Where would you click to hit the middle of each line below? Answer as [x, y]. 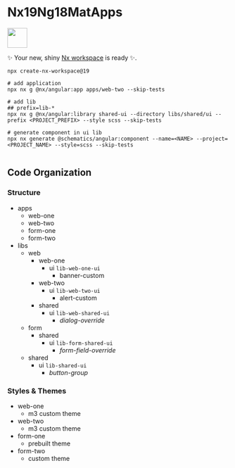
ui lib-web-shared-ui [80, 312]
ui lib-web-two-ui [75, 290]
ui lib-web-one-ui [75, 267]
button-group [69, 372]
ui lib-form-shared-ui [81, 343]
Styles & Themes [37, 391]
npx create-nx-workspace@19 [49, 71]
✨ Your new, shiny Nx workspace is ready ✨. [72, 58]
